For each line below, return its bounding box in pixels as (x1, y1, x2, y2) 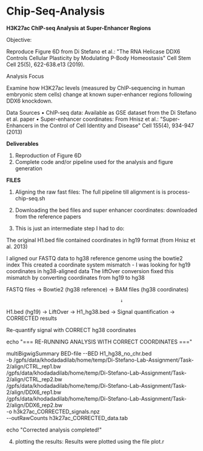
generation (15, 164, 42, 172)
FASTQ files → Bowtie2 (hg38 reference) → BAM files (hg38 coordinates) (6, 285, 189, 293)
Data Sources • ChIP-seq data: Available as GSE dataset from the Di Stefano (6, 109, 197, 116)
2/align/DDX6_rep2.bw (6, 401, 62, 409)
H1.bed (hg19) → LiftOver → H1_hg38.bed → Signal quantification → (6, 308, 175, 315)
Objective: (6, 36, 32, 43)
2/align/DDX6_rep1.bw (6, 388, 62, 396)
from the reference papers (15, 212, 82, 220)
